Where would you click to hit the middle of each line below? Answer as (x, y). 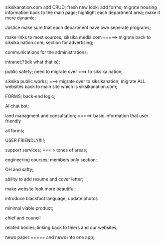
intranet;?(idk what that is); (33, 62)
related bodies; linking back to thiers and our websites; (62, 227)
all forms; (15, 130)
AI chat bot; (17, 106)
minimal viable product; (29, 208)
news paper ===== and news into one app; (50, 237)
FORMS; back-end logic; (30, 96)
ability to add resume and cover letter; (44, 179)
